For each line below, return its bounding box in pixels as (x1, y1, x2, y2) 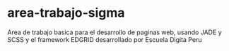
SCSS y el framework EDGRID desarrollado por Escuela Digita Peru (7, 35, 202, 43)
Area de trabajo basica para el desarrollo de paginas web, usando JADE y (7, 28, 222, 36)
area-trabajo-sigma (7, 5, 125, 21)
